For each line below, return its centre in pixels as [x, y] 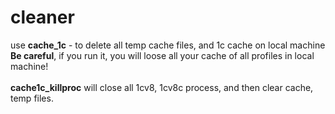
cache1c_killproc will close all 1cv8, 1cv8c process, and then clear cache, [162, 87]
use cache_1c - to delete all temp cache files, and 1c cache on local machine [168, 45]
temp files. [32, 98]
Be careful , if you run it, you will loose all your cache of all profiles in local [162, 55]
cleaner [42, 17]
